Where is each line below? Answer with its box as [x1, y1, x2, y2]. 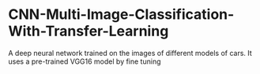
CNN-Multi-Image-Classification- [8, 6, 235, 24]
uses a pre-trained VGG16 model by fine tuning [8, 57, 161, 66]
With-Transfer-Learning [8, 22, 169, 40]
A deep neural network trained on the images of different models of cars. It [8, 48, 253, 57]
